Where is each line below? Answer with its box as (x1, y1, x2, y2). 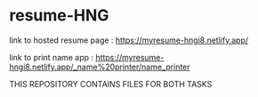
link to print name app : (9, 52, 94, 62)
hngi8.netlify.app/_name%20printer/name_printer (9, 61, 190, 72)
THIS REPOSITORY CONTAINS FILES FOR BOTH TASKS (9, 78, 213, 89)
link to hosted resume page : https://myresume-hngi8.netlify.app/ (9, 35, 249, 45)
